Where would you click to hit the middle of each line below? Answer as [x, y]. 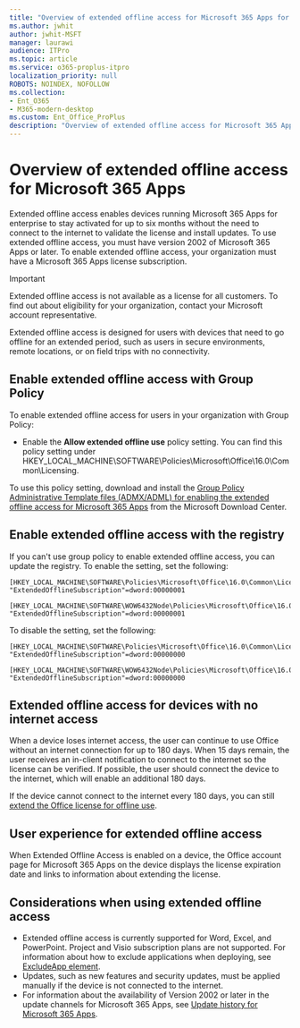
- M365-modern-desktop [51, 109]
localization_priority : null [63, 76]
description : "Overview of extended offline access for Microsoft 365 [143, 126]
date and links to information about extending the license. [115, 874]
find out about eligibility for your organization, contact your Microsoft [136, 305]
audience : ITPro [39, 51]
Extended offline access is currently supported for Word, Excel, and [147, 938]
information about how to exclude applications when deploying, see [147, 957]
